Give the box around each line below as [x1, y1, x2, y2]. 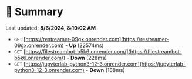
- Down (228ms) [66, 54, 107, 61]
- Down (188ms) [85, 66, 126, 73]
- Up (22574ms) [65, 42, 104, 49]
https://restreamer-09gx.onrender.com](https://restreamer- [25, 35, 170, 42]
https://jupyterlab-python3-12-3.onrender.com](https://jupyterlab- [25, 60, 186, 67]
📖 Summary [5, 5, 63, 19]
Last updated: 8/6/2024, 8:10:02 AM [5, 24, 96, 31]
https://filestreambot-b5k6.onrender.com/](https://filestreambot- [25, 48, 182, 55]
